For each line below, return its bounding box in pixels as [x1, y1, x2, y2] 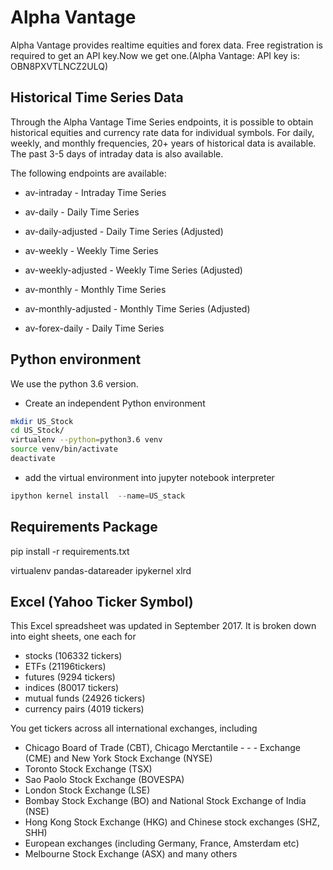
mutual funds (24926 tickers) [24, 692, 146, 705]
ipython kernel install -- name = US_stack [10, 491, 186, 501]
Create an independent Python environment [24, 397, 206, 409]
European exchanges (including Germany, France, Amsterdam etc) [24, 837, 300, 850]
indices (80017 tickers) [24, 682, 120, 694]
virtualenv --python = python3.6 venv [10, 435, 163, 445]
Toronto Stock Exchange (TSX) [24, 763, 153, 775]
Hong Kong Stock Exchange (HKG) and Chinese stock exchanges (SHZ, [24, 816, 320, 828]
